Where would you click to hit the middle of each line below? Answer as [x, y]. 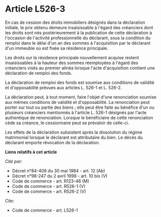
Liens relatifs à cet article [31, 152]
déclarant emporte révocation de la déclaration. [53, 142]
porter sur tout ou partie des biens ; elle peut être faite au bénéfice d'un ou [80, 107]
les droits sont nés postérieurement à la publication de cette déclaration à [79, 33]
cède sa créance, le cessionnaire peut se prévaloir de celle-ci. [67, 123]
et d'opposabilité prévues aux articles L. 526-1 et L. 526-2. [64, 87]
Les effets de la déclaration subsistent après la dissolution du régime [74, 132]
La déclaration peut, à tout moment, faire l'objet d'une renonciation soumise [81, 97]
